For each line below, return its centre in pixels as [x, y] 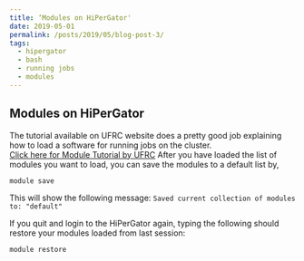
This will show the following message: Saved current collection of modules [152, 198]
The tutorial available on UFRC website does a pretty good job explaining [146, 135]
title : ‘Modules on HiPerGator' [70, 18]
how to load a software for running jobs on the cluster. [111, 145]
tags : [20, 43]
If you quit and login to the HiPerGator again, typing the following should [144, 223]
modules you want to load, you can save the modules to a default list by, [144, 164]
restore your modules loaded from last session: [98, 233]
